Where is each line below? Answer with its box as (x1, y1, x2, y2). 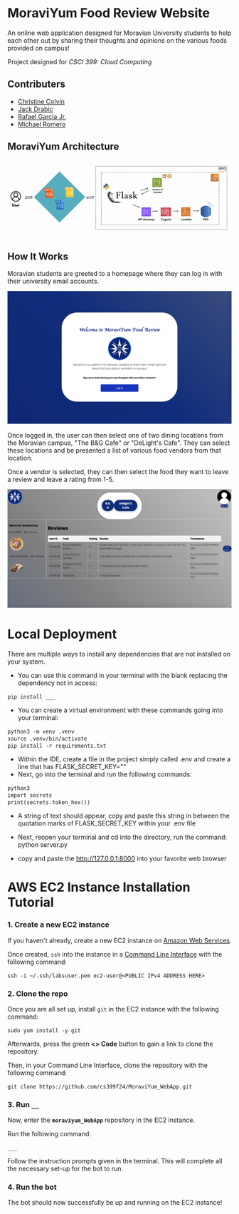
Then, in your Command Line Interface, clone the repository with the (7, 1061, 208, 1069)
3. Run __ (7, 1099, 39, 1109)
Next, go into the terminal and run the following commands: (17, 770, 192, 778)
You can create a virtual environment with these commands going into (17, 706, 223, 714)
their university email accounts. (7, 277, 100, 286)
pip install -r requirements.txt (7, 743, 107, 750)
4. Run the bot (7, 1182, 57, 1192)
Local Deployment (7, 626, 117, 642)
